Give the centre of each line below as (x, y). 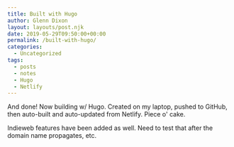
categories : (25, 47)
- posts (25, 67)
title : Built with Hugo (43, 14)
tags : (15, 60)
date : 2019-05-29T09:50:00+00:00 (57, 34)
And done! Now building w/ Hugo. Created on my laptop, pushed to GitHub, (118, 107)
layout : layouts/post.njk (45, 27)
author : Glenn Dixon (38, 21)
